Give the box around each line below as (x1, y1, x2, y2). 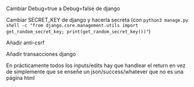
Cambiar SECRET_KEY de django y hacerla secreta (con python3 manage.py (6, 16, 189, 23)
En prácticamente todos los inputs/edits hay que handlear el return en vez (6, 62, 186, 69)
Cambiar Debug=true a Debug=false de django (6, 5, 120, 12)
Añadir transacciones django (6, 51, 76, 58)
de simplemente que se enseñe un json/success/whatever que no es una (6, 68, 184, 75)
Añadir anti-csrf (6, 39, 45, 46)
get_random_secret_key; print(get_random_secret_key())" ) (6, 28, 151, 35)
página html (6, 75, 35, 81)
